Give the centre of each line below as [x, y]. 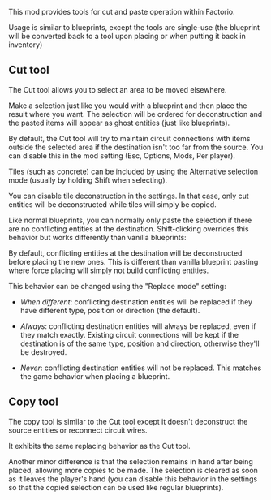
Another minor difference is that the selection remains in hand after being [131, 461]
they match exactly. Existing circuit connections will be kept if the [129, 334]
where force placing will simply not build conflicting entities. [109, 270]
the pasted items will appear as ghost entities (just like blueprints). [119, 123]
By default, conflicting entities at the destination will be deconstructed [125, 253]
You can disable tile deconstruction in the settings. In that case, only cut [129, 196]
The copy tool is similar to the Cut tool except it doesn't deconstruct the [128, 421]
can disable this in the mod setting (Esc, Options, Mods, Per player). [122, 155]
